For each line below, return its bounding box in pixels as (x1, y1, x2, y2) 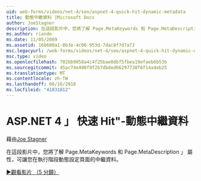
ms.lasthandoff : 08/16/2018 (6, 82, 77, 88)
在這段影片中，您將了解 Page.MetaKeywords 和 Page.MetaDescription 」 (6, 148, 187, 155)
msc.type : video (6, 53, 47, 59)
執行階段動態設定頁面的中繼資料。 (37, 155, 121, 162)
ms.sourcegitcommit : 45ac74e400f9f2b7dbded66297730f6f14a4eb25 (6, 64, 167, 71)
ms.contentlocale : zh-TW (6, 76, 68, 82)
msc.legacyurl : (6, 48, 44, 54)
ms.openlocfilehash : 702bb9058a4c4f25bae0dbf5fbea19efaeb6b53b (6, 59, 167, 65)
